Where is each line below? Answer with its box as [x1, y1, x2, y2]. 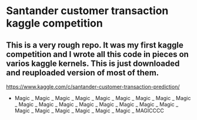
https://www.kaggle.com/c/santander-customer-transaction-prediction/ [6, 84, 180, 90]
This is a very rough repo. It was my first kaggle [6, 40, 183, 50]
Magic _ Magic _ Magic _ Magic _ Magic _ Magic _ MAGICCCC [14, 107, 165, 114]
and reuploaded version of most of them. [6, 68, 159, 78]
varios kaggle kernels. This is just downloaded [6, 58, 180, 68]
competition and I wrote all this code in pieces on [6, 49, 189, 59]
